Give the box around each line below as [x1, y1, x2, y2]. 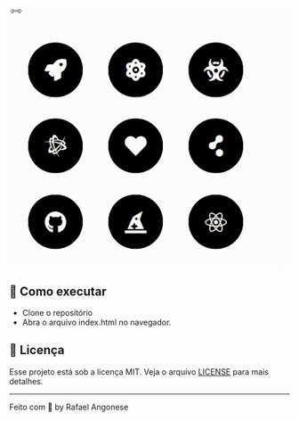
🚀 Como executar [9, 284, 107, 299]
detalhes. [9, 376, 44, 386]
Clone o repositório [21, 308, 93, 318]
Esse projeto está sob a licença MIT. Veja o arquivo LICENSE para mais [9, 366, 270, 377]
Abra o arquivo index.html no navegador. [21, 317, 172, 328]
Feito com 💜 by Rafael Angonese [9, 401, 129, 412]
